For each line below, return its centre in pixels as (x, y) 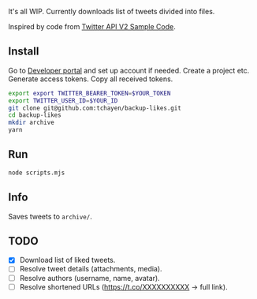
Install (24, 52)
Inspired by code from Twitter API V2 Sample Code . (92, 26)
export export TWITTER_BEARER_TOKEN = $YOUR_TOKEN (89, 93)
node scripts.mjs (37, 173)
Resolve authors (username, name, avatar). (89, 278)
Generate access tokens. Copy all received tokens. (91, 79)
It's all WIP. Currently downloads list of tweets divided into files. (112, 11)
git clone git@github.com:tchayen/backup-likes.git (95, 108)
